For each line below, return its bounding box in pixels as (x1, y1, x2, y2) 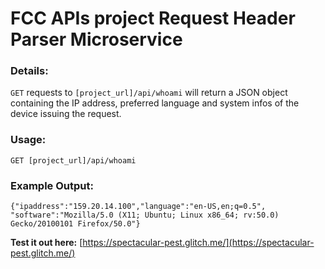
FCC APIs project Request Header (10, 7, 296, 30)
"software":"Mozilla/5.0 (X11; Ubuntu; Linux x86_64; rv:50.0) (10, 210, 280, 221)
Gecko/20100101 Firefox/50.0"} (10, 219, 141, 229)
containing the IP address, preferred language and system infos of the (10, 97, 300, 109)
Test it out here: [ (10, 237, 83, 249)
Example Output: (10, 178, 94, 192)
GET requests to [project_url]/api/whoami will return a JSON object (10, 87, 288, 99)
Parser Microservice (10, 28, 183, 51)
